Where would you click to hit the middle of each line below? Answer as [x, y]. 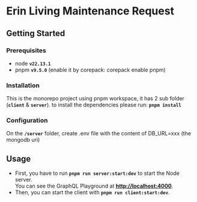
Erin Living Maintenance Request [90, 11]
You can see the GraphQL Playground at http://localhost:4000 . [94, 186]
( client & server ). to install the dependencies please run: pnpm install [94, 105]
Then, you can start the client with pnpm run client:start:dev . [92, 192]
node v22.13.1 [33, 63]
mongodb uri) [23, 140]
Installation [23, 85]
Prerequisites [26, 50]
